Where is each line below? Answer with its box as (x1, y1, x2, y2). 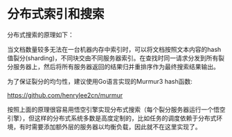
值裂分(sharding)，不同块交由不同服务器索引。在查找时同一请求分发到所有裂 (7, 53, 225, 62)
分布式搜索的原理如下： (7, 30, 74, 39)
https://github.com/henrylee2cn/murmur (7, 91, 123, 99)
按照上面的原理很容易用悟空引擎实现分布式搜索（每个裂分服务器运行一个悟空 (7, 105, 226, 113)
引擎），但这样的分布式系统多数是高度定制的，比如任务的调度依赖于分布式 (7, 113, 217, 122)
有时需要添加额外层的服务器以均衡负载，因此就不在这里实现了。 (19, 122, 202, 131)
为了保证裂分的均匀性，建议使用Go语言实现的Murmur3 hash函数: (7, 77, 193, 85)
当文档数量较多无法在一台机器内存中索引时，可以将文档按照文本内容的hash (7, 45, 222, 53)
